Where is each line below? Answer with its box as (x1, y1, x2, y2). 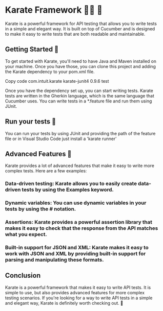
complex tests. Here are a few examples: (5, 168, 87, 174)
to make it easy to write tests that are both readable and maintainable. (5, 31, 145, 37)
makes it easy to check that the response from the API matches (5, 225, 158, 232)
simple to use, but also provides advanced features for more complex (5, 289, 145, 295)
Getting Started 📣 (5, 45, 59, 53)
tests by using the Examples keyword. (21, 186, 114, 193)
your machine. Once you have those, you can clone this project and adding (5, 63, 156, 69)
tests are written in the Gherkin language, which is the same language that (5, 93, 155, 98)
